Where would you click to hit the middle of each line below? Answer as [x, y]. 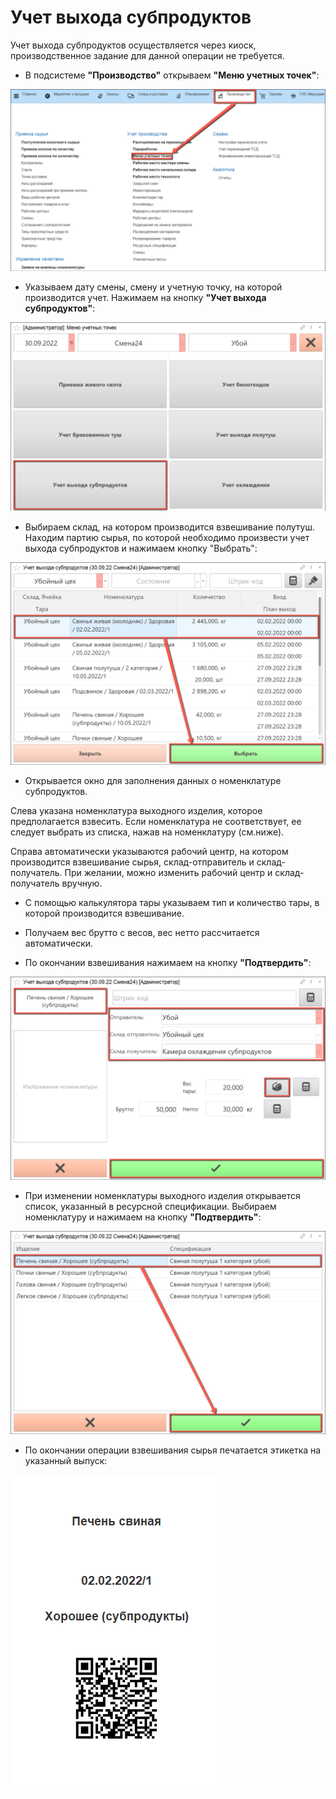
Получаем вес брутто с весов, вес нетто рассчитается [142, 933]
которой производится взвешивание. [104, 913]
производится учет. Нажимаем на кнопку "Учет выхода [145, 298]
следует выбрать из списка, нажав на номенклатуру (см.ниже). [147, 832]
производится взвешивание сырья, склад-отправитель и [132, 862]
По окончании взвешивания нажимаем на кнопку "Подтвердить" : [168, 963]
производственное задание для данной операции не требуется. [147, 55]
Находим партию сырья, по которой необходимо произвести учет [167, 537]
